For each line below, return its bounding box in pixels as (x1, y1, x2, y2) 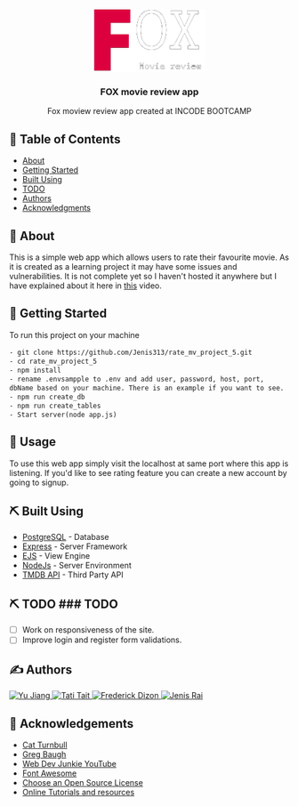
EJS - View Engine (21, 551, 91, 561)
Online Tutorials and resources (21, 786, 135, 797)
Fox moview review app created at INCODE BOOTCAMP (47, 106, 252, 117)
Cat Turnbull (21, 739, 68, 750)
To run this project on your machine (9, 329, 140, 340)
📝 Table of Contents (9, 132, 121, 147)
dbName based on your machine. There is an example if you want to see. (9, 383, 285, 392)
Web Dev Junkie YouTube (21, 758, 117, 769)
